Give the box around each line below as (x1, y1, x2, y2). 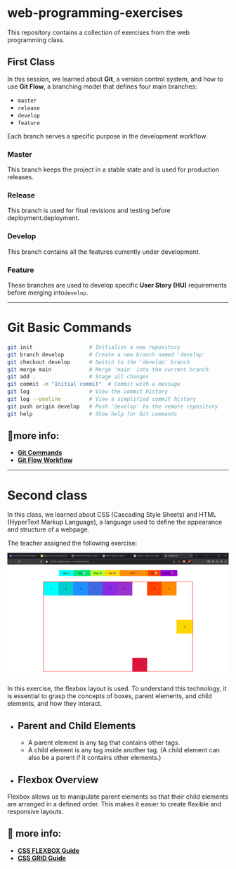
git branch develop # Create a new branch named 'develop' (7, 351, 206, 358)
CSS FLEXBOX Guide (17, 846, 79, 855)
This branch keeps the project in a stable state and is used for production (7, 165, 220, 174)
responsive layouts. (7, 807, 64, 816)
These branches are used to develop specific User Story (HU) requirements (7, 281, 227, 289)
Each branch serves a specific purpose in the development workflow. (7, 131, 208, 140)
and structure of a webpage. (7, 525, 90, 534)
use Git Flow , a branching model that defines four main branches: (7, 82, 198, 91)
